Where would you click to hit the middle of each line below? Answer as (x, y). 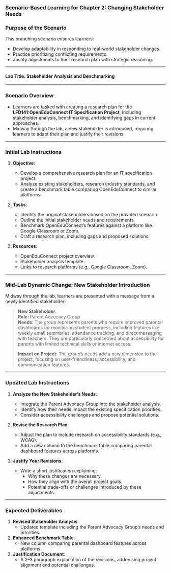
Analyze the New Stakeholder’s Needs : (55, 394)
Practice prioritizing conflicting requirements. (60, 54)
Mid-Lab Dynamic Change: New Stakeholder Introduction (78, 285)
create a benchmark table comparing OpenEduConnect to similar (88, 189)
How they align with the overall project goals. (75, 482)
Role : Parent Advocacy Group (49, 317)
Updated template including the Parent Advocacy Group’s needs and (92, 527)
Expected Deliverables (34, 510)
